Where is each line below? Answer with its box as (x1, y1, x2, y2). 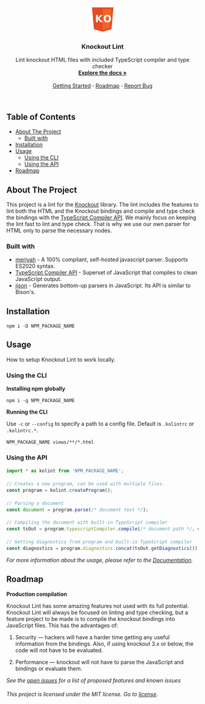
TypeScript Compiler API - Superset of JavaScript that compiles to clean (15, 269, 198, 276)
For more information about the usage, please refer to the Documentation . (6, 556, 193, 563)
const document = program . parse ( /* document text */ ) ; (6, 507, 149, 513)
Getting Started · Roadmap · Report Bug (52, 82, 153, 90)
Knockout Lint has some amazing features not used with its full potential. (6, 602, 189, 609)
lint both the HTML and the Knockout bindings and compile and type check (6, 207, 195, 215)
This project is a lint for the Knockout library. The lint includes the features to (6, 200, 199, 208)
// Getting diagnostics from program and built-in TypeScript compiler (6, 539, 192, 545)
